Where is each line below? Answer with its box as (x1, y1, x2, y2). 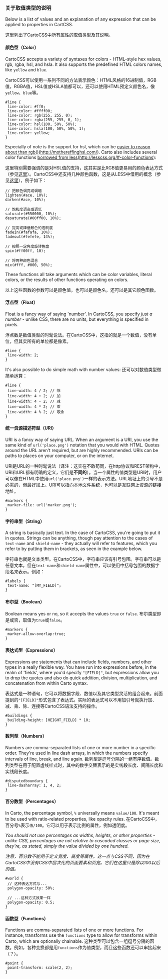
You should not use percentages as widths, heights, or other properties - (5, 832, 155, 838)
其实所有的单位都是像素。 (18, 338, 71, 344)
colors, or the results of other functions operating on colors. (5, 277, 128, 283)
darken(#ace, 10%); (5, 197, 46, 202)
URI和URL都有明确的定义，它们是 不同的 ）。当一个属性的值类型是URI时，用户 (5, 469, 162, 475)
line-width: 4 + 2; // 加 (7, 393, 61, 398)
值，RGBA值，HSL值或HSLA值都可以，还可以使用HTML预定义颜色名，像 (5, 83, 155, 89)
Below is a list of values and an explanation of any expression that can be (5, 16, 156, 22)
